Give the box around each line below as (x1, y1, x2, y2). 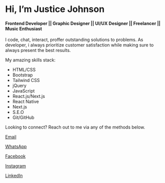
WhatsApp (5, 143, 27, 149)
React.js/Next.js (12, 93, 45, 99)
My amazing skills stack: (5, 57, 56, 63)
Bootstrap (12, 72, 33, 78)
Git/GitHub (12, 114, 34, 120)
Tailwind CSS (12, 77, 40, 83)
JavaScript (12, 88, 35, 94)
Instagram (5, 163, 26, 169)
